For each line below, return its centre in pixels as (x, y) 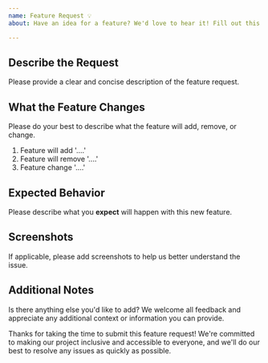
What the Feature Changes (77, 107)
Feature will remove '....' (59, 159)
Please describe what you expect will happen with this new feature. (120, 212)
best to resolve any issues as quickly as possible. (90, 350)
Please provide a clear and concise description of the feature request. (124, 82)
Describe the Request (63, 62)
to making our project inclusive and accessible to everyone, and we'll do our (134, 342)
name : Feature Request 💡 (50, 16)
